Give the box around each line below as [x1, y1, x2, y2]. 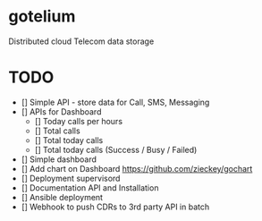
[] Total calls [34, 125, 81, 136]
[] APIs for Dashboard [21, 106, 102, 117]
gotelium [8, 6, 76, 27]
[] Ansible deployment [21, 191, 104, 202]
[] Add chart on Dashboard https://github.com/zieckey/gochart [21, 163, 253, 174]
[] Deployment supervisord [21, 173, 121, 183]
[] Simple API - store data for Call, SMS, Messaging [21, 97, 210, 107]
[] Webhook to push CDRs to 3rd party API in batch [21, 201, 210, 212]
